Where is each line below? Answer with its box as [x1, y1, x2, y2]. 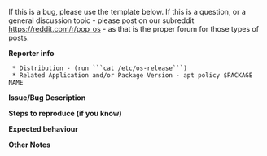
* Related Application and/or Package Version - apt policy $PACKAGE [11, 71, 253, 80]
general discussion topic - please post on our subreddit [8, 15, 195, 25]
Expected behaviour [8, 124, 79, 133]
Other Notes [8, 140, 51, 149]
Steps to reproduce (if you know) [8, 109, 122, 118]
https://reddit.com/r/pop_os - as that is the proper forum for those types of [8, 24, 259, 33]
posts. [8, 32, 30, 42]
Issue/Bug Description [8, 93, 86, 102]
